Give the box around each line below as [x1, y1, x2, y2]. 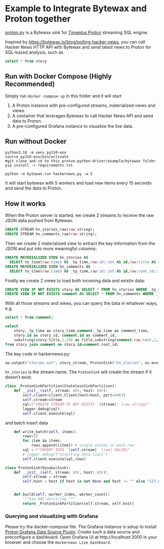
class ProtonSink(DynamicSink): [5, 465, 71, 470]
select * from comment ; [5, 315, 54, 320]
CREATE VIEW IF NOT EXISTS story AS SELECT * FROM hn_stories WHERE [5, 287, 147, 292]
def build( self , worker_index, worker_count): [14, 492, 110, 497]
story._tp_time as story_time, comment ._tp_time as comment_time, [14, 328, 150, 333]
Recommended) [5, 80, 55, 88]
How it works [5, 199, 46, 208]
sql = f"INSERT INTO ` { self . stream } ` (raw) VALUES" [22, 447, 130, 452]
